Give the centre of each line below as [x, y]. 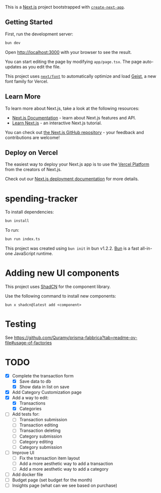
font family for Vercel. [27, 81]
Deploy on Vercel [32, 153]
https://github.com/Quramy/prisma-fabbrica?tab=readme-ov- [76, 338]
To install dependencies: [30, 212]
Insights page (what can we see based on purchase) [65, 486]
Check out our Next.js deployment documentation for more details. [72, 179]
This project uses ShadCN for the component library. [58, 287]
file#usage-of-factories [28, 342]
